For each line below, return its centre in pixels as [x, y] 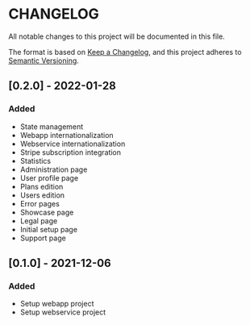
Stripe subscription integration [71, 152]
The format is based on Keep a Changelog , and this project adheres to [125, 52]
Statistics [35, 160]
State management [52, 127]
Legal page [39, 221]
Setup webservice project [63, 312]
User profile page [49, 177]
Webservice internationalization [73, 144]
